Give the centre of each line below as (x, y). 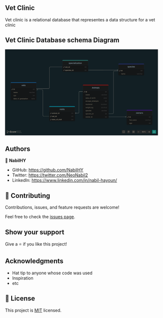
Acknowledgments (34, 261)
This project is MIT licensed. (33, 310)
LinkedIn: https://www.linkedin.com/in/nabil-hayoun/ (65, 180)
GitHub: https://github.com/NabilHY (48, 170)
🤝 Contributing (28, 196)
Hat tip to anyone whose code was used (52, 273)
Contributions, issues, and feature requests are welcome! (62, 207)
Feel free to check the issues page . (40, 217)
